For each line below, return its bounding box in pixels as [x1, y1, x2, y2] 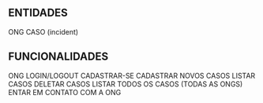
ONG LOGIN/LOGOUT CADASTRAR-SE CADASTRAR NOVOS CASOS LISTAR [8, 71, 256, 80]
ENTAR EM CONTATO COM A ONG [8, 87, 122, 97]
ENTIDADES [8, 6, 69, 20]
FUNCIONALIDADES [8, 50, 109, 64]
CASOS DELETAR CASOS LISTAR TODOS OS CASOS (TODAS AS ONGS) [8, 79, 243, 89]
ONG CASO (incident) [8, 27, 79, 36]
